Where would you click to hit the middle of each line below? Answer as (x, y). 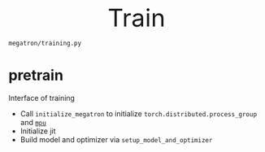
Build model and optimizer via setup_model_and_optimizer (116, 139)
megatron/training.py (45, 43)
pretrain (36, 76)
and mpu (33, 122)
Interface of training (42, 98)
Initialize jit (38, 131)
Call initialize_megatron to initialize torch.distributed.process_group (139, 113)
